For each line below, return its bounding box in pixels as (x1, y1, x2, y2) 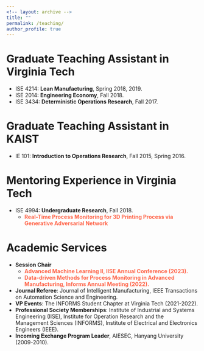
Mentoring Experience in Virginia (6, 174, 177, 187)
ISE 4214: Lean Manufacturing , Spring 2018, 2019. (15, 85, 142, 92)
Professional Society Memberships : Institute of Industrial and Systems (15, 307, 195, 313)
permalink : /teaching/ (6, 20, 64, 26)
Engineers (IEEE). (15, 326, 59, 333)
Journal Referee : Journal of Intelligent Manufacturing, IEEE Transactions (15, 287, 198, 294)
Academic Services (6, 241, 107, 255)
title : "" (6, 15, 32, 21)
